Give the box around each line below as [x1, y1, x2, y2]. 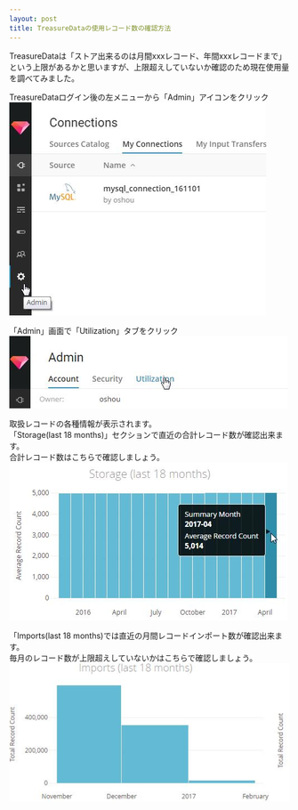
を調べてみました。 [9, 72, 80, 84]
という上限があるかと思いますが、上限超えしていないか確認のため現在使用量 [9, 61, 290, 72]
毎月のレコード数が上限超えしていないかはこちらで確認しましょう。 [9, 652, 258, 663]
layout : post [9, 14, 58, 23]
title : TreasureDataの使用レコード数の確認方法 [9, 23, 172, 33]
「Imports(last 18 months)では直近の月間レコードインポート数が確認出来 [9, 630, 276, 641]
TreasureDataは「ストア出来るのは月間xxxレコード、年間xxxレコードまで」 [9, 50, 287, 61]
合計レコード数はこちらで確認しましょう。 [9, 451, 165, 462]
